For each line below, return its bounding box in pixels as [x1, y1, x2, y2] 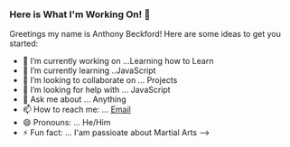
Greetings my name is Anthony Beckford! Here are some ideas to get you [9, 29, 282, 40]
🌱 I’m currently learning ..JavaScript [22, 65, 156, 76]
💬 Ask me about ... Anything [22, 94, 126, 105]
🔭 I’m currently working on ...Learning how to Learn [22, 56, 214, 67]
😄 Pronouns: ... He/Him [22, 117, 111, 128]
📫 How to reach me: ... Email [22, 104, 131, 115]
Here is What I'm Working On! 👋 [9, 8, 151, 21]
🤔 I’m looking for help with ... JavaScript [22, 85, 171, 96]
